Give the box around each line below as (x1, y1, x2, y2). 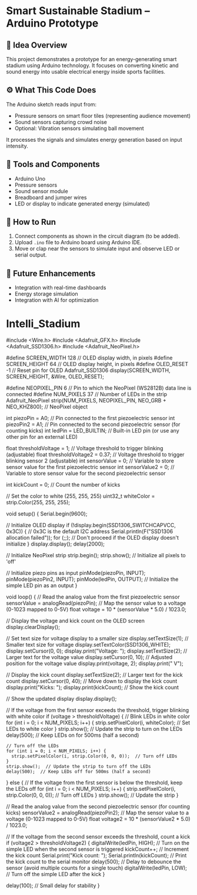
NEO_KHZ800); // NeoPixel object (6, 403, 88, 410)
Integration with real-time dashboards (14, 284, 106, 291)
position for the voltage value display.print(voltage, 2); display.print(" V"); (6, 660, 183, 667)
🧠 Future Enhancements (6, 268, 96, 278)
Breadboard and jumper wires (14, 194, 87, 201)
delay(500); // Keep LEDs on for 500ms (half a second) (6, 731, 139, 739)
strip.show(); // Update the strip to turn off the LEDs (6, 764, 151, 770)
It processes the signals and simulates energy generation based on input (6, 136, 182, 143)
